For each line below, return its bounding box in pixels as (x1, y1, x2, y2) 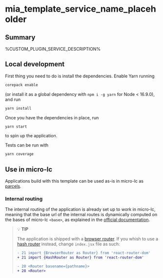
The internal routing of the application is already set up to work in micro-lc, (5, 206, 156, 212)
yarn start (5, 124, 27, 129)
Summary (5, 33, 36, 41)
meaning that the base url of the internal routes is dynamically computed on (5, 212, 158, 218)
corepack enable (5, 82, 38, 87)
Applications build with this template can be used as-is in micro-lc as (5, 178, 144, 184)
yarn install (5, 106, 32, 111)
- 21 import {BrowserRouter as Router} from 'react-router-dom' (17, 251, 151, 256)
